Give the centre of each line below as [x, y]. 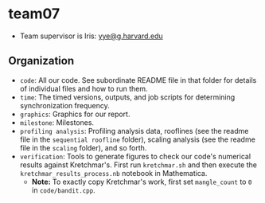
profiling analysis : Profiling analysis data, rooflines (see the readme [134, 131]
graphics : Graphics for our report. [75, 114]
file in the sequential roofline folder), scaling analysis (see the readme [138, 139]
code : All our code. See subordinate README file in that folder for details [138, 80]
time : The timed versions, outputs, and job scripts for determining [127, 97]
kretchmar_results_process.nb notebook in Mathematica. [113, 173]
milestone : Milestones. [57, 122]
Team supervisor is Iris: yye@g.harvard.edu [91, 36]
